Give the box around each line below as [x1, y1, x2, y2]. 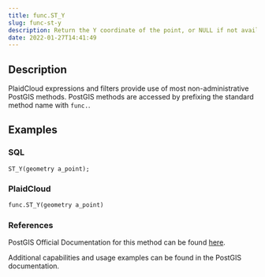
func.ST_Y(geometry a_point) [8, 201, 104, 209]
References [8, 219, 54, 230]
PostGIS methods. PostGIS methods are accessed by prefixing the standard [8, 92, 254, 102]
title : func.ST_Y [8, 11, 65, 20]
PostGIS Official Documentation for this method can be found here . [8, 238, 226, 247]
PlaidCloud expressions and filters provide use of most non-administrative [8, 84, 249, 93]
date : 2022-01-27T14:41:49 [8, 33, 97, 42]
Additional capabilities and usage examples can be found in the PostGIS [8, 253, 242, 263]
